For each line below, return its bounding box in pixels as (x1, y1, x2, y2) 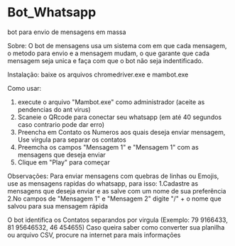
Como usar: (7, 84, 42, 92)
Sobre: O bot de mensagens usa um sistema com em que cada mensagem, (7, 41, 227, 50)
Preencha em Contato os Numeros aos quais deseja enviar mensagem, (17, 128, 226, 136)
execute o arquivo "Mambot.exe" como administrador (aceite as (17, 97, 205, 106)
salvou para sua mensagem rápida (7, 201, 109, 210)
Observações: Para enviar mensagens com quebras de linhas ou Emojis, (7, 172, 219, 180)
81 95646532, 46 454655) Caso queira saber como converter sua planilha (7, 223, 225, 231)
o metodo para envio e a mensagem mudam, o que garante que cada (7, 49, 210, 57)
